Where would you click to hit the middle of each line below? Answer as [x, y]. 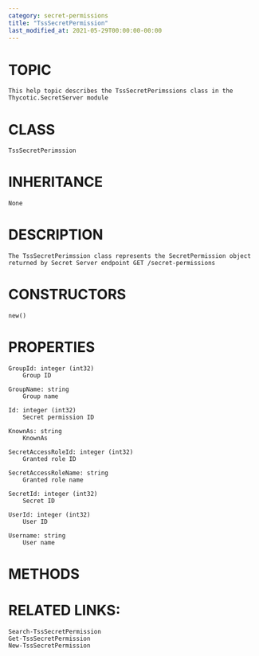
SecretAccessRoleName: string [59, 473]
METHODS [44, 574]
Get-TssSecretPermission [49, 639]
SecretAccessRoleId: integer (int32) [71, 452]
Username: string [37, 536]
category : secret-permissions [59, 16]
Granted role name [53, 480]
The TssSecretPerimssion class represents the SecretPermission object [129, 256]
